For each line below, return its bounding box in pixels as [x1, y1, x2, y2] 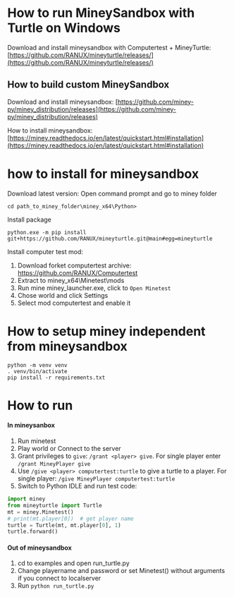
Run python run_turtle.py [17, 581, 94, 590]
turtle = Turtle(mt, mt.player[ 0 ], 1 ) [7, 521, 121, 529]
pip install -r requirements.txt [7, 374, 106, 381]
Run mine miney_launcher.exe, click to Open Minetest [17, 284, 171, 292]
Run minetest [17, 437, 56, 445]
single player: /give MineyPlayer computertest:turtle [17, 474, 175, 483]
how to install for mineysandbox [7, 166, 199, 181]
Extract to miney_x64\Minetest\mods [17, 276, 125, 284]
